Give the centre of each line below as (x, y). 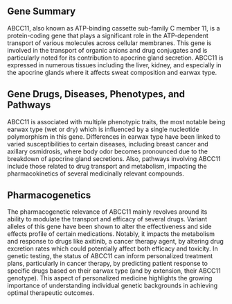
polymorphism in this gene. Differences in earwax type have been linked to (114, 136)
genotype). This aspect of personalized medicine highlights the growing (110, 278)
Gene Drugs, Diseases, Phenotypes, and (96, 94)
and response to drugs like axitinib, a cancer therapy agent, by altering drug (115, 242)
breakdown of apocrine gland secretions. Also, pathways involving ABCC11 (114, 158)
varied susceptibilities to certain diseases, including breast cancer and (108, 144)
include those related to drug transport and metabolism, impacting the (107, 166)
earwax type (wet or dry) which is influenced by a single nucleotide (103, 129)
